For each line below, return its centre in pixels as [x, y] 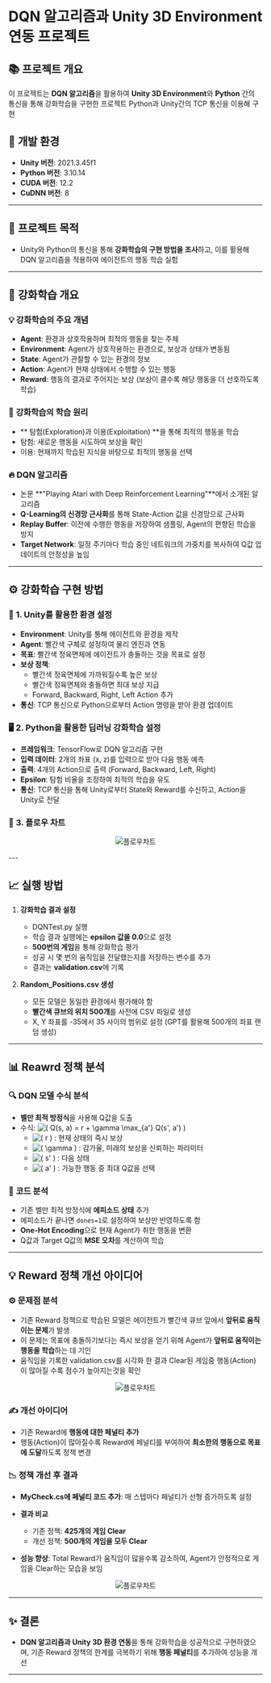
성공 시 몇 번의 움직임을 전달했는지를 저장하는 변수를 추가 [121, 957]
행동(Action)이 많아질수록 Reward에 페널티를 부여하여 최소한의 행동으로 [133, 1442]
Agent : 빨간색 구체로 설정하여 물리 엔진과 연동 [93, 644]
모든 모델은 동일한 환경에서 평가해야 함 [92, 1001]
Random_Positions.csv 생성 [67, 984]
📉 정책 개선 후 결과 [43, 1475]
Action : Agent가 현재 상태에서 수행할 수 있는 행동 [98, 369]
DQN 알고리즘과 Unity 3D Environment [135, 17]
